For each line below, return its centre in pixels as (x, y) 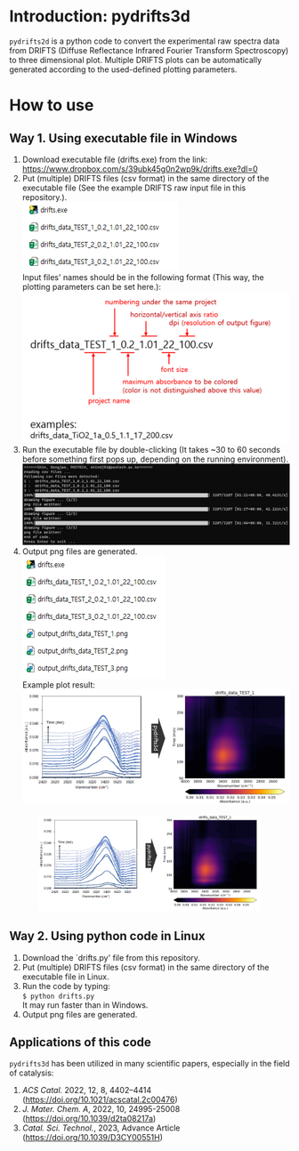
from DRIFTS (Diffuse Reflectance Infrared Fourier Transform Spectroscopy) (149, 50)
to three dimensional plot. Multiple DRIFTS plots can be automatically (136, 60)
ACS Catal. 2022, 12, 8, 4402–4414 (87, 1091)
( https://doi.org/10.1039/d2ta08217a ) (89, 1119)
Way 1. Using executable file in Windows (123, 138)
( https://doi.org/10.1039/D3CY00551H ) (92, 1138)
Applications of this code (80, 1042)
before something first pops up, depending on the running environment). (155, 459)
